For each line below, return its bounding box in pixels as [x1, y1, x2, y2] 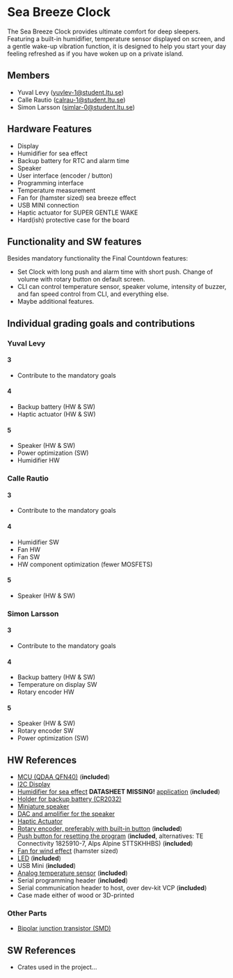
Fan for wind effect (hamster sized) [17, 847, 118, 855]
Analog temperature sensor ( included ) [17, 869, 128, 878]
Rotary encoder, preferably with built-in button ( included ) [17, 825, 183, 833]
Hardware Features [7, 123, 93, 135]
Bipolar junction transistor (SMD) [17, 924, 111, 933]
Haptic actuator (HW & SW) [17, 410, 96, 419]
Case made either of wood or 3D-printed [17, 891, 134, 899]
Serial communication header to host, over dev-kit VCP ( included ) [17, 884, 207, 892]
